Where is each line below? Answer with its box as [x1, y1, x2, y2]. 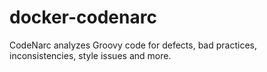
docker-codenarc [9, 6, 157, 29]
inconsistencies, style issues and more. [9, 49, 172, 61]
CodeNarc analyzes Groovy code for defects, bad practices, [9, 39, 257, 51]
